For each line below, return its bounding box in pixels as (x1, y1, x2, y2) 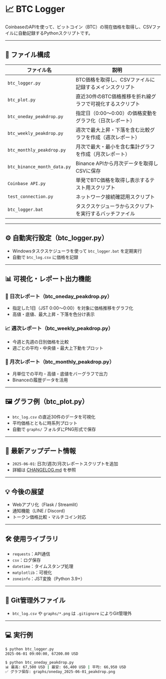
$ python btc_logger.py (5, 646, 54, 652)
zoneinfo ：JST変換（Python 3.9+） (12, 576, 85, 582)
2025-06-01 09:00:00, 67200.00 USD (5, 651, 79, 656)
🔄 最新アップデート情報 (5, 447, 76, 455)
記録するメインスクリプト (76, 83, 135, 90)
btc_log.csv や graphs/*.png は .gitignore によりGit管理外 (12, 610, 132, 616)
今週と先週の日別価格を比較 (12, 339, 69, 345)
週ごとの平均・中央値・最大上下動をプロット (12, 345, 104, 351)
